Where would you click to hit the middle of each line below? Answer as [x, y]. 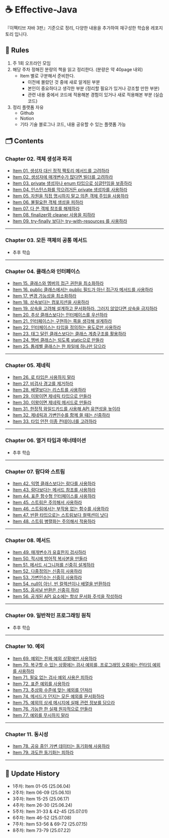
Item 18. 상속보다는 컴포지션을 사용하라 [51, 302]
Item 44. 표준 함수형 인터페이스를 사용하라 [54, 496]
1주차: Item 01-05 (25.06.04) [41, 786]
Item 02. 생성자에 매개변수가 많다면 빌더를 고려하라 [63, 177]
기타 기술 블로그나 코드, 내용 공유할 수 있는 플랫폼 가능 [73, 124]
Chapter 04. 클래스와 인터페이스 [43, 271]
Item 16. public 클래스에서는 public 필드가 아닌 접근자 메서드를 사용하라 [83, 290]
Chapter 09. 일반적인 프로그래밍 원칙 [48, 616]
